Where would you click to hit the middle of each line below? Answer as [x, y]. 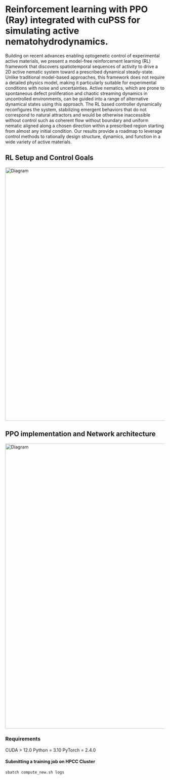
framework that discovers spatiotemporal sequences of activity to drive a [82, 66]
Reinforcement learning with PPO [77, 9]
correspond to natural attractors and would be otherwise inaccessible [78, 115]
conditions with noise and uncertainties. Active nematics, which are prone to [85, 88]
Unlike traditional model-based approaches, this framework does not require [85, 77]
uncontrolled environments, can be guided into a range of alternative [77, 99]
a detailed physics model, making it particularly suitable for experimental [81, 83]
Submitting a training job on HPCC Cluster [50, 762]
